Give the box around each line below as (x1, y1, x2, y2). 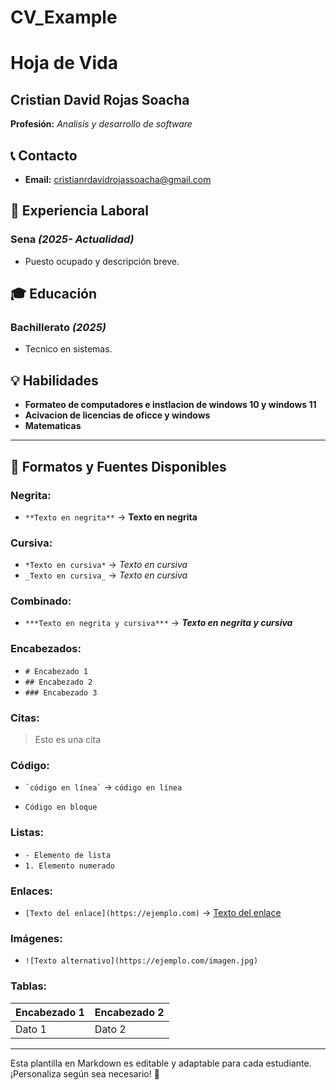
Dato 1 (15, 1022, 47, 1036)
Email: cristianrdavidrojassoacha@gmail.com (24, 174, 212, 185)
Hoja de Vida (10, 52, 118, 75)
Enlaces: (10, 884, 54, 898)
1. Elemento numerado (24, 861, 115, 871)
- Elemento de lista (24, 850, 111, 860)
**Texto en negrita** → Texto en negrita (24, 511, 198, 523)
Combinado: (10, 594, 72, 608)
